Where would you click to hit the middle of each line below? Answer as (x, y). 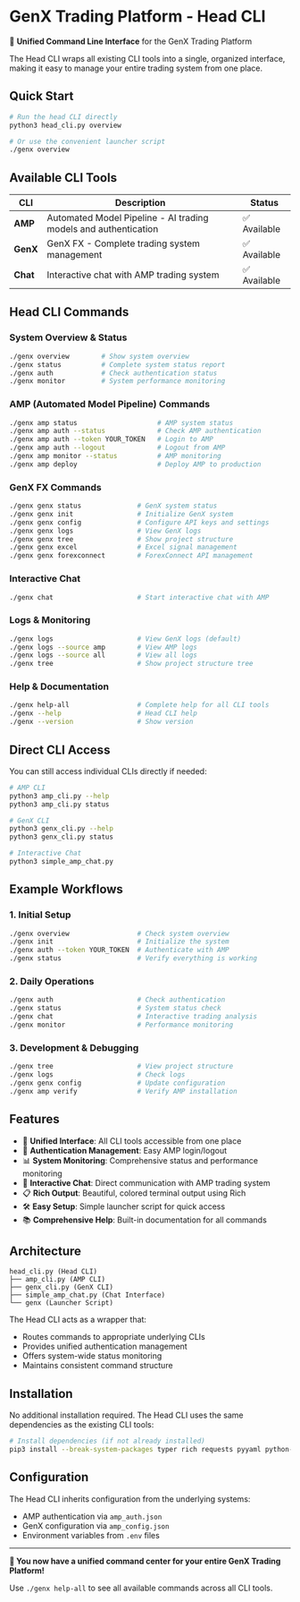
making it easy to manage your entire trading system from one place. (136, 68)
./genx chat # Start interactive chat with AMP (139, 597)
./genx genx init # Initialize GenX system (121, 514)
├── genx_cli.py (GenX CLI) (62, 1287)
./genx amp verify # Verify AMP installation (124, 1091)
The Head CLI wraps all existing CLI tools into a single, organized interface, (147, 58)
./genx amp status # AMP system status (121, 422)
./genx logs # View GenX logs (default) (125, 639)
